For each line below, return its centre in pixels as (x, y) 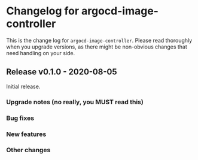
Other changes (28, 150)
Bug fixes (20, 118)
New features (26, 134)
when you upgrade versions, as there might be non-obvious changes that (97, 47)
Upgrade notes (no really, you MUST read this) (75, 102)
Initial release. (23, 86)
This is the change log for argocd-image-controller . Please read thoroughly (99, 40)
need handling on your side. (41, 53)
